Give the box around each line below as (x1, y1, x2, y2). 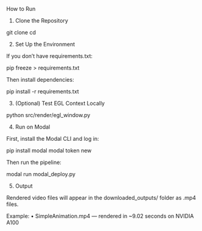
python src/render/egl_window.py (6, 112, 91, 118)
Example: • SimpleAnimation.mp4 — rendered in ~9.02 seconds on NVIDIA (6, 213, 194, 219)
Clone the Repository (15, 17, 69, 24)
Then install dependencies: (6, 76, 74, 83)
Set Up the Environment (15, 41, 75, 48)
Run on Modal (15, 123, 50, 130)
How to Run (6, 5, 36, 12)
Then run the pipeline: (6, 158, 62, 166)
